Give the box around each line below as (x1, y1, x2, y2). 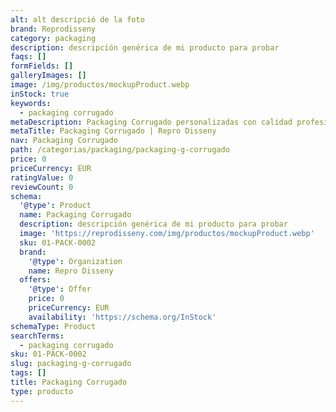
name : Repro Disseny (28, 266, 114, 276)
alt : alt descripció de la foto (10, 14, 145, 25)
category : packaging (10, 33, 97, 43)
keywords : (10, 98, 52, 108)
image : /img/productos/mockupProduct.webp (10, 80, 190, 90)
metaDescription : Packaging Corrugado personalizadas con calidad (10, 117, 293, 127)
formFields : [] (10, 61, 74, 71)
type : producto (10, 386, 74, 396)
